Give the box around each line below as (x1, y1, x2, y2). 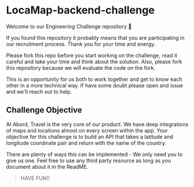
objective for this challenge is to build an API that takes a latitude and (6, 133, 173, 140)
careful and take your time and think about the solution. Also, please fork (6, 58, 182, 65)
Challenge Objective (6, 105, 82, 115)
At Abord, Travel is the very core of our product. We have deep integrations (6, 121, 189, 128)
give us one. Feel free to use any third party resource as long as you (6, 157, 172, 164)
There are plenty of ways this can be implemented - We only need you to (6, 151, 183, 158)
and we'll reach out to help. (6, 88, 72, 95)
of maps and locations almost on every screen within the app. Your (6, 127, 168, 134)
